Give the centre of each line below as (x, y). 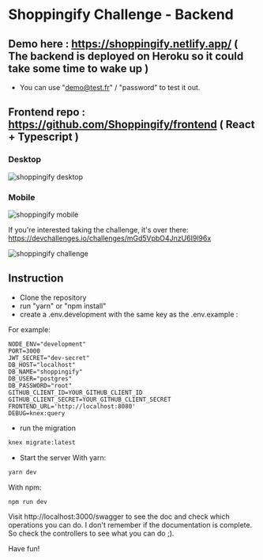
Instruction (36, 278)
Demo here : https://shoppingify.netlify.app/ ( (123, 44)
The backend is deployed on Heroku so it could (126, 56)
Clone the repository (53, 297)
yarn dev (23, 472)
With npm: (25, 487)
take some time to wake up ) (79, 68)
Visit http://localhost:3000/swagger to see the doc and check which (119, 516)
